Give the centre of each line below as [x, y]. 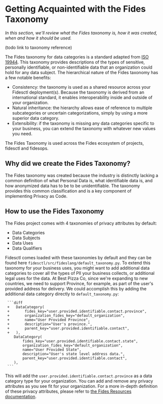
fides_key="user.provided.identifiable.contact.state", [80, 341]
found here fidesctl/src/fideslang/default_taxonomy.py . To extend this [78, 263]
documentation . [21, 396]
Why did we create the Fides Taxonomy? [68, 164]
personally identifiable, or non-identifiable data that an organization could [79, 67]
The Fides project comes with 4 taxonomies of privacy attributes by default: [81, 223]
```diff [15, 303]
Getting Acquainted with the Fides [75, 9]
